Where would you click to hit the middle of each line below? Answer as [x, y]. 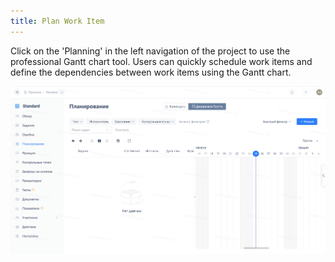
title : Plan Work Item [57, 21]
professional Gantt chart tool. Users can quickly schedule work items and [161, 61]
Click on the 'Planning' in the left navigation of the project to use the [150, 51]
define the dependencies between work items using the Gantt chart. [151, 72]
